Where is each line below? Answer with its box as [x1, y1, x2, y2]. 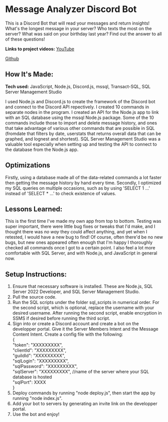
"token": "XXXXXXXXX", [12, 342, 63, 348]
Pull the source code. [12, 294, 57, 300]
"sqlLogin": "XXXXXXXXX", [12, 358, 69, 364]
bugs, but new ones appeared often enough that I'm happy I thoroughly [5, 239, 153, 245]
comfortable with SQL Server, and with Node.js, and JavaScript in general [5, 250, 157, 256]
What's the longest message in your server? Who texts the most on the [5, 25, 152, 31]
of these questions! [5, 36, 45, 42]
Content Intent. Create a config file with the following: [12, 331, 123, 337]
